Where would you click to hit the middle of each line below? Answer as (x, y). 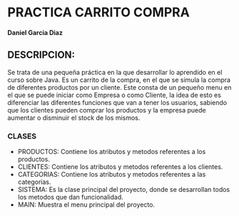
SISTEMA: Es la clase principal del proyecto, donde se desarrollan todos (124, 189)
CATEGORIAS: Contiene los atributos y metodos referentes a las (112, 174)
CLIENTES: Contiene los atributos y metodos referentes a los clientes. (120, 166)
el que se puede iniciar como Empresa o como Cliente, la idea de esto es (114, 95)
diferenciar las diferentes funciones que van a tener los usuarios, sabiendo (117, 102)
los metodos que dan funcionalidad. (70, 197)
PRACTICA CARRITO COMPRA (99, 12)
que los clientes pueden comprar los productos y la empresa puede (107, 110)
